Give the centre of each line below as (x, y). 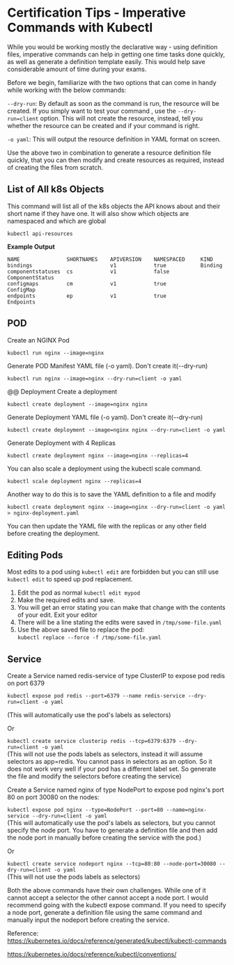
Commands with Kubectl (80, 28)
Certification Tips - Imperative (97, 13)
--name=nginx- (187, 810)
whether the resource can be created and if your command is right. (103, 125)
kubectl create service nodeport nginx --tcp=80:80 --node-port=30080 (112, 864)
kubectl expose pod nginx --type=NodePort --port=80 (85, 810)
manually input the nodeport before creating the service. (88, 920)
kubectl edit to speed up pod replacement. (70, 579)
